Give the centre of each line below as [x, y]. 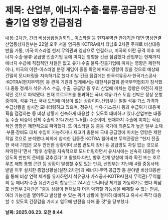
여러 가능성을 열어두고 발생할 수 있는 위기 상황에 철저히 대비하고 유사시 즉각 [79, 195]
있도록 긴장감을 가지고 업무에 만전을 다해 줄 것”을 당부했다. [73, 201]
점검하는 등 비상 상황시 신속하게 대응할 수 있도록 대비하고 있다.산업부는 [83, 113]
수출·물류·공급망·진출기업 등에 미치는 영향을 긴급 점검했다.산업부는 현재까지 [87, 56]
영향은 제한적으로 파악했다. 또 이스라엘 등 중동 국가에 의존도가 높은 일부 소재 [89, 126]
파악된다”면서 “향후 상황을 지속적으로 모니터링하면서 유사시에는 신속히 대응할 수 [83, 151]
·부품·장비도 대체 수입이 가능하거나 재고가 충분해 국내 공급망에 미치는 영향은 [79, 132]
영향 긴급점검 [57, 23]
